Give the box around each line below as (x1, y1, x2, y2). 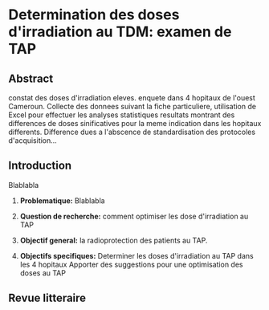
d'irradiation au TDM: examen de (8, 22, 232, 41)
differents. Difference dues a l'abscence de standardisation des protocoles (8, 127, 255, 137)
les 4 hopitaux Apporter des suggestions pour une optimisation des (19, 259, 243, 269)
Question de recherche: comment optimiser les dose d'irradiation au (19, 211, 249, 221)
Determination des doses (8, 6, 180, 24)
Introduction (8, 159, 72, 173)
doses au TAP (19, 267, 67, 278)
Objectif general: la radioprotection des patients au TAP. (19, 235, 208, 245)
